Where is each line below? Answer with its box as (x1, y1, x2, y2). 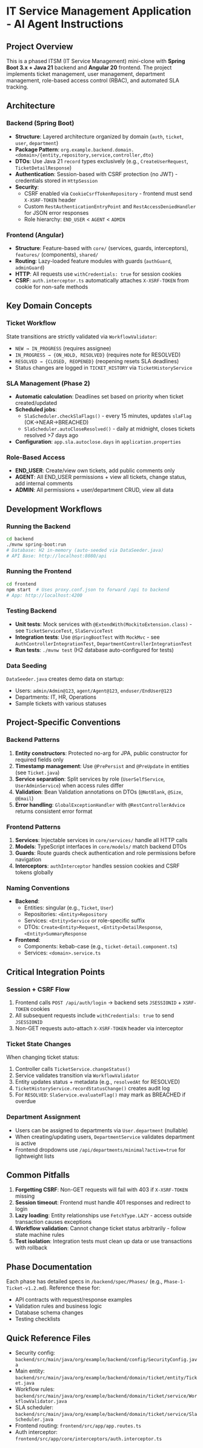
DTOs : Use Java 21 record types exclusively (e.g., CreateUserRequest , (15, 157, 189, 165)
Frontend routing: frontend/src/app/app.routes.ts (15, 1422, 142, 1429)
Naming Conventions (6, 883, 70, 892)
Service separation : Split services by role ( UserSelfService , (15, 775, 165, 783)
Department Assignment (6, 1113, 81, 1121)
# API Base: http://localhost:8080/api (6, 552, 107, 559)
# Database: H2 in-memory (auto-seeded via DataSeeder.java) (6, 547, 164, 553)
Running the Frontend (6, 567, 72, 576)
